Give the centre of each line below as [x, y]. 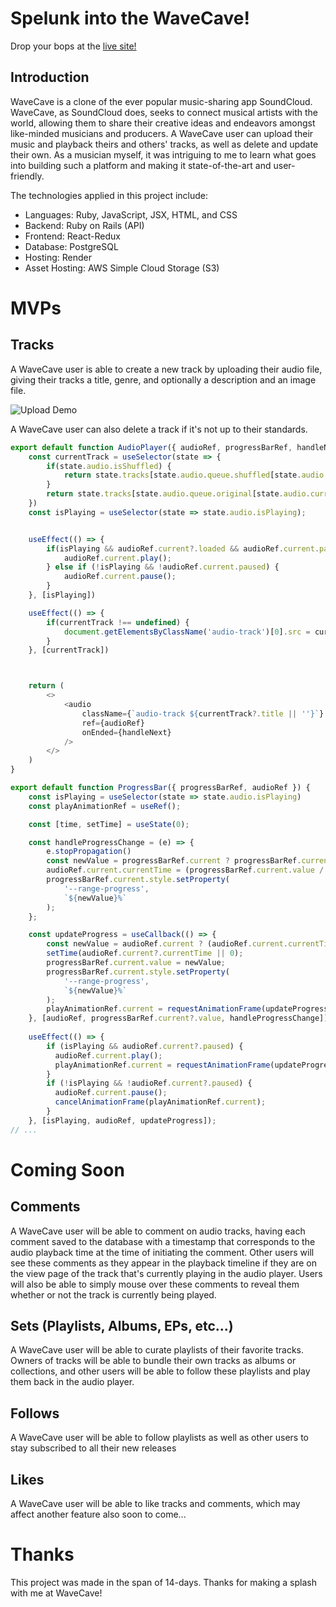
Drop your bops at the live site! [73, 46]
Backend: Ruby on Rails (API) [84, 225]
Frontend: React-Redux [72, 236]
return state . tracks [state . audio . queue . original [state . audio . [178, 494]
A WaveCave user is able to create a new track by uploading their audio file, [166, 369]
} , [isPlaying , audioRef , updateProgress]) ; [122, 1120]
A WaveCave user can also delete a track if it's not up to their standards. [159, 429]
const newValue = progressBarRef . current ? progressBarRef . [174, 861]
